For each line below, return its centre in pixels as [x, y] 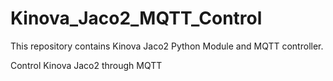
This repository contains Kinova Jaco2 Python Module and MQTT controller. [167, 46]
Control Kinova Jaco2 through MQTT [86, 65]
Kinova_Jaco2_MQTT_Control [136, 18]
